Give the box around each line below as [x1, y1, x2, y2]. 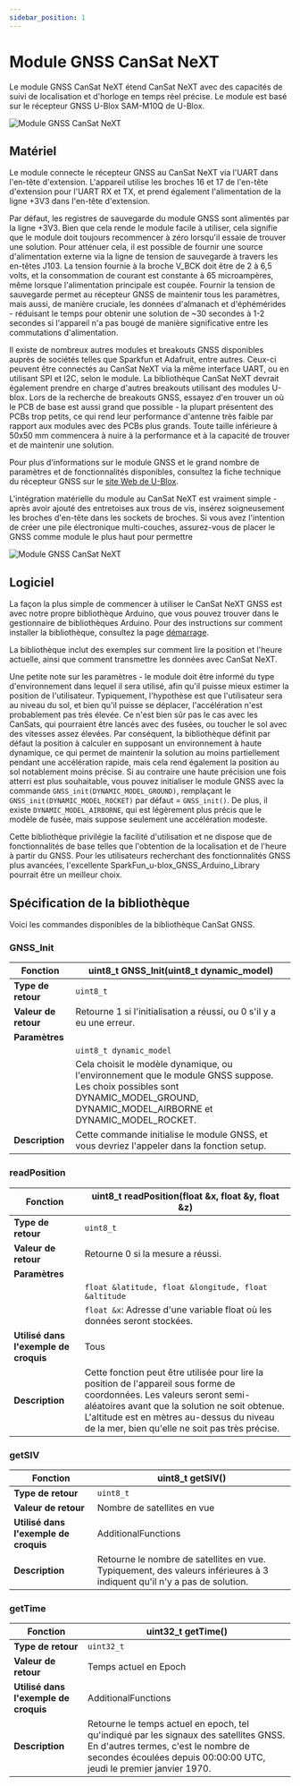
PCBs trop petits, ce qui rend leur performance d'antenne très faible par [9, 411, 274, 422]
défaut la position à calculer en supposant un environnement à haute [9, 738, 262, 748]
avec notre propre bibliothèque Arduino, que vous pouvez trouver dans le [9, 608, 279, 619]
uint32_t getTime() [146, 1626, 228, 1638]
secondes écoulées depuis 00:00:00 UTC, [87, 1751, 266, 1764]
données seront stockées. [84, 1314, 194, 1327]
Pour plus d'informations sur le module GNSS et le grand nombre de [9, 457, 260, 468]
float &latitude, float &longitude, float [84, 1282, 268, 1292]
